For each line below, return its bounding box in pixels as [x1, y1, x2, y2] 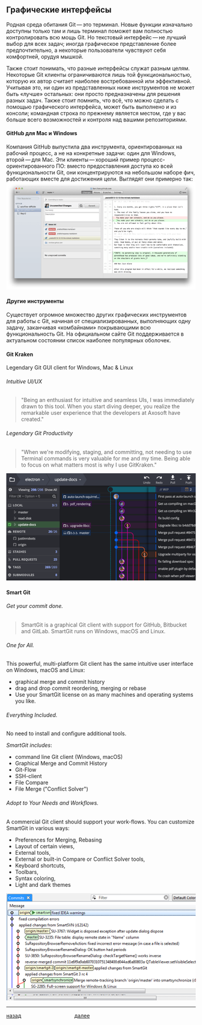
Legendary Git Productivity [6, 429, 73, 436]
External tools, [14, 849, 51, 856]
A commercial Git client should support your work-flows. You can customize [6, 818, 195, 825]
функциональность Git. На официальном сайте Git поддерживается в [6, 330, 185, 337]
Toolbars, [14, 868, 39, 875]
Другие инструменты [6, 298, 64, 305]
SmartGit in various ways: [6, 824, 70, 832]
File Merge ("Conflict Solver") [14, 785, 88, 793]
